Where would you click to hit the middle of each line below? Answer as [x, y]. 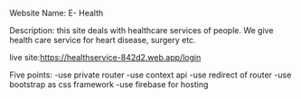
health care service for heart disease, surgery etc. [103, 40]
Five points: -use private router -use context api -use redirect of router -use [150, 75]
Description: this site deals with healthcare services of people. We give [141, 30]
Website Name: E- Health [56, 13]
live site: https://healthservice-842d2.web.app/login [105, 57]
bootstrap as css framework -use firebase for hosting [109, 84]
